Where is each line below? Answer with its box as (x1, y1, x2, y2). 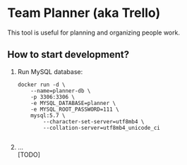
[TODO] (17, 150, 41, 159)
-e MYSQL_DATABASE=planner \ (30, 99, 116, 106)
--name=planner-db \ (30, 87, 91, 94)
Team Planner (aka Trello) (7, 5, 161, 21)
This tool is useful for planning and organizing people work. (7, 28, 180, 37)
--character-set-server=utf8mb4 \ (43, 118, 145, 125)
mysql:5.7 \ (30, 111, 66, 119)
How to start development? (7, 49, 129, 61)
